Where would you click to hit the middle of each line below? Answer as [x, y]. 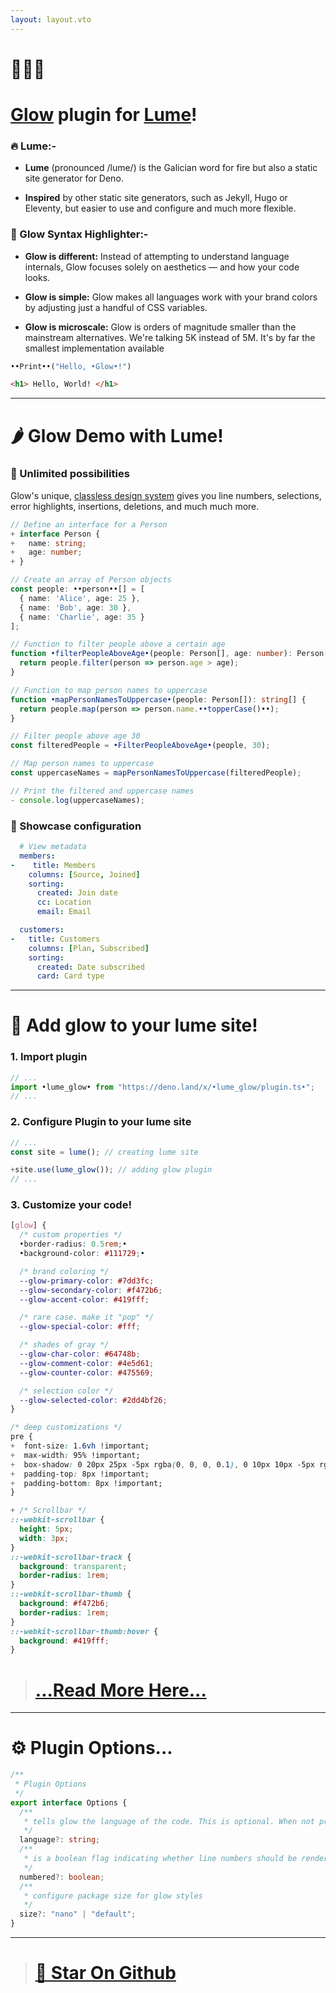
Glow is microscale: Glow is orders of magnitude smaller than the [160, 327]
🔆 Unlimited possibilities [70, 474]
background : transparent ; [73, 1566]
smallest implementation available [94, 348]
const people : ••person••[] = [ [77, 589]
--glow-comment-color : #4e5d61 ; [87, 1363]
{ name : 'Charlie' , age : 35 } [82, 617]
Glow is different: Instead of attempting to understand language [157, 256]
